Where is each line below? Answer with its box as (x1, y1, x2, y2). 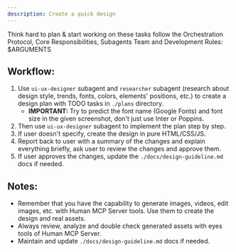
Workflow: (7, 65, 55, 78)
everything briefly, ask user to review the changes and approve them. (17, 145, 222, 153)
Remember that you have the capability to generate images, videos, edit (17, 199, 229, 208)
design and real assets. (17, 214, 86, 223)
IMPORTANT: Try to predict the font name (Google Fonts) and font (28, 107, 223, 116)
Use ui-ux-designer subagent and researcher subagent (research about (17, 84, 230, 93)
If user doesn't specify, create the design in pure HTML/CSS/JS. (17, 129, 206, 138)
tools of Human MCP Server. (17, 229, 102, 238)
